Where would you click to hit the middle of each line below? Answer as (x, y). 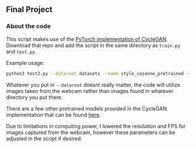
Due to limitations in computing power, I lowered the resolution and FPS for (96, 126)
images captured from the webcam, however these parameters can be (91, 132)
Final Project (29, 10)
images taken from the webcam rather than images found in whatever (90, 91)
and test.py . (21, 51)
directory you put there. (34, 97)
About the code (29, 26)
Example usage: (25, 63)
